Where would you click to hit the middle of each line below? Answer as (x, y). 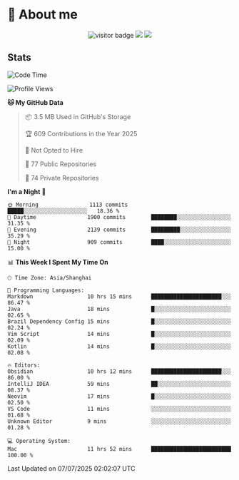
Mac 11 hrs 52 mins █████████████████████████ (119, 449)
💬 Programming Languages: (46, 290)
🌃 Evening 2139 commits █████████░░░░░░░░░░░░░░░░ (119, 230)
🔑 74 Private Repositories (62, 178)
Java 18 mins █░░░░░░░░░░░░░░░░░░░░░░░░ (119, 309)
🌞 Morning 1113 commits (68, 205)
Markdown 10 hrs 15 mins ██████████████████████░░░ (119, 296)
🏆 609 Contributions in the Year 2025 (81, 133)
